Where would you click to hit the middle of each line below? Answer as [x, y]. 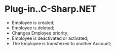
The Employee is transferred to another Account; [61, 43]
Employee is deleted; [33, 27]
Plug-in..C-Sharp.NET [51, 9]
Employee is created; [33, 23]
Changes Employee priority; [40, 33]
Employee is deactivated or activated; [50, 38]
